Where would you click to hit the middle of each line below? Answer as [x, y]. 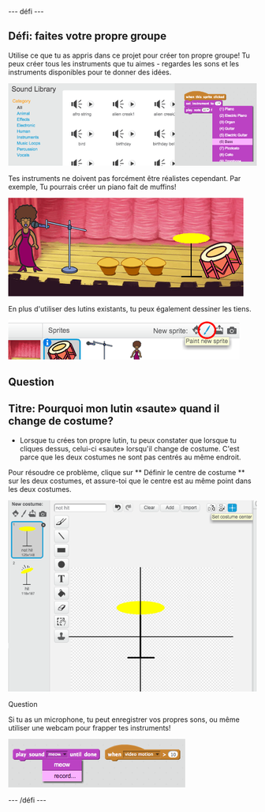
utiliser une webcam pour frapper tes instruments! [90, 728]
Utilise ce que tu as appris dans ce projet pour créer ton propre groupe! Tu [129, 55]
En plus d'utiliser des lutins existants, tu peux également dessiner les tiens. [130, 309]
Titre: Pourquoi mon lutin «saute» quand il [114, 409]
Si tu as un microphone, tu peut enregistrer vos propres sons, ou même [124, 719]
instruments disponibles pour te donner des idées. [90, 72]
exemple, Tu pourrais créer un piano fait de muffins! [92, 187]
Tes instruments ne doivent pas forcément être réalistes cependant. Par [125, 179]
